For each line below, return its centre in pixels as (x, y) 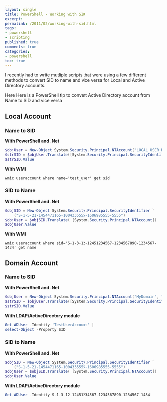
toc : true (15, 61)
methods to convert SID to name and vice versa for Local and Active (75, 80)
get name (27, 248)
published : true (22, 42)
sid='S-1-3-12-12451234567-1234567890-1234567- (106, 243)
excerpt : (14, 19)
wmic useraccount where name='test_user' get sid (58, 178)
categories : (17, 51)
